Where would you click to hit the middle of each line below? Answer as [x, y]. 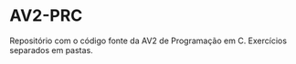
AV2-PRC [46, 16]
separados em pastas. [51, 50]
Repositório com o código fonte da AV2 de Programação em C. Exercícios [148, 41]
